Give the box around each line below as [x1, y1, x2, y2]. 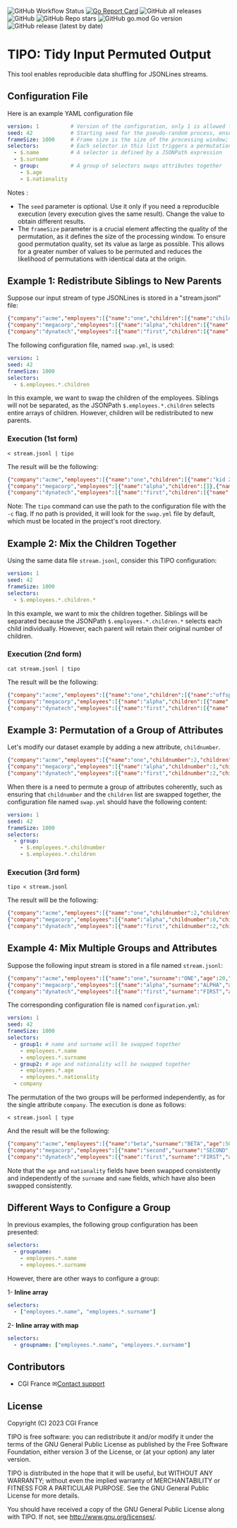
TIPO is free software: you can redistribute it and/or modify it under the [7, 1432, 214, 1441]
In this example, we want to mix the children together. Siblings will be [7, 609, 208, 618]
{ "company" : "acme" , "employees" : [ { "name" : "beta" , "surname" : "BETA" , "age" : [7, 1140, 226, 1147]
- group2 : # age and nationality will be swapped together [13, 1060, 191, 1067]
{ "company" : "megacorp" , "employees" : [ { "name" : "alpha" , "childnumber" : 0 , [7, 916, 219, 923]
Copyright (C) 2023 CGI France [7, 1419, 99, 1428]
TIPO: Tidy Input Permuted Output [7, 47, 212, 63]
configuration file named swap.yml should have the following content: [7, 797, 207, 806]
